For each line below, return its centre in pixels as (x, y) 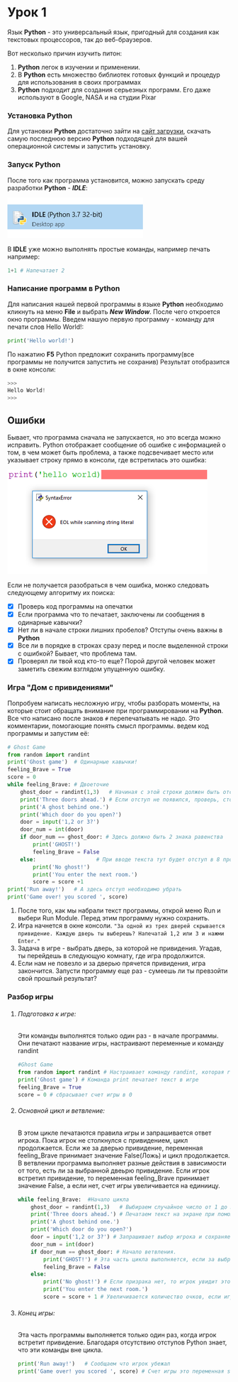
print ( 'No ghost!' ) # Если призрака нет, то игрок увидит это (137, 1282)
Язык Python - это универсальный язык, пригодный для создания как (113, 32)
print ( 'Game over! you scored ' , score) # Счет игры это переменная (121, 1371)
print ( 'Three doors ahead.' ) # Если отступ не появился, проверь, (120, 800)
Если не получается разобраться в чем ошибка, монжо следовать (108, 585)
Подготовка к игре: (47, 1013)
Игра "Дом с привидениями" (61, 687)
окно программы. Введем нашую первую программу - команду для (111, 319)
